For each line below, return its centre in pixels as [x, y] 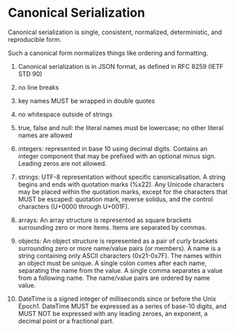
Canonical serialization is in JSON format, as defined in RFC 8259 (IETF [121, 66]
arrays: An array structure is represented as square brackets [105, 220]
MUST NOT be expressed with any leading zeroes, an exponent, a [113, 313]
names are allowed [45, 135]
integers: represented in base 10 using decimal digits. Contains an [113, 148]
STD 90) [30, 74]
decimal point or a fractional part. [66, 321]
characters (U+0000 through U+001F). [74, 206]
